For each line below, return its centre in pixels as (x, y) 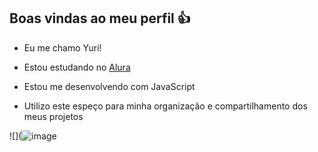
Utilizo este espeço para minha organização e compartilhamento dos (165, 106)
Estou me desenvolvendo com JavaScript (109, 86)
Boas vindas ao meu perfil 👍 (100, 18)
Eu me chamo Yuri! (62, 47)
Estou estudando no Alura (77, 67)
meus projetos (53, 116)
